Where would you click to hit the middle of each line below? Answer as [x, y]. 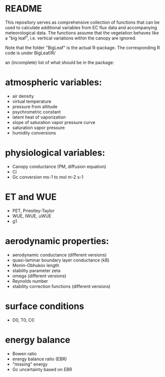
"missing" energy [30, 364]
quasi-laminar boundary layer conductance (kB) [61, 260]
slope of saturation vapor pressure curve [54, 122]
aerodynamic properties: [57, 241]
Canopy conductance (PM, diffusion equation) [59, 167]
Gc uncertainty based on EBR [42, 369]
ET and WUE [31, 197]
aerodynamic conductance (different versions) [59, 254]
